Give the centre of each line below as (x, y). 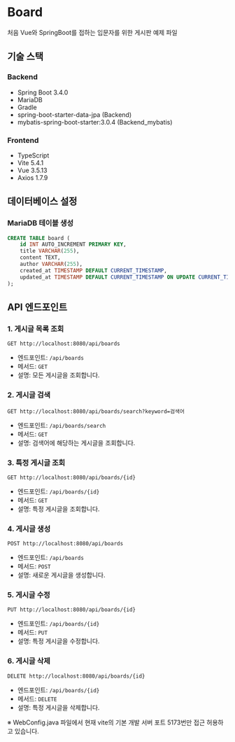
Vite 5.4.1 (30, 162)
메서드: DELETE (37, 699)
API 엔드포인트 (37, 307)
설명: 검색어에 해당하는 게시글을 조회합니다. (76, 442)
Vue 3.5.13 (32, 170)
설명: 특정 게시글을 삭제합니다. (58, 707)
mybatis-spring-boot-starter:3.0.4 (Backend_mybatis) (95, 122)
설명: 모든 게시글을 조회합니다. (58, 375)
